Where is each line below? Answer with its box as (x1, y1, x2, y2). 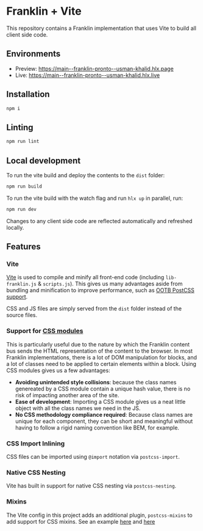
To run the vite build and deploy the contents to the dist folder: (6, 171, 165, 178)
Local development (6, 155, 81, 166)
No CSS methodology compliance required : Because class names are (15, 411, 193, 418)
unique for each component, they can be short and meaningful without (15, 417, 193, 425)
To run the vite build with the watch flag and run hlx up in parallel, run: (6, 194, 183, 202)
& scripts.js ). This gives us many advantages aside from (37, 280, 183, 288)
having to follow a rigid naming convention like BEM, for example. (15, 423, 180, 431)
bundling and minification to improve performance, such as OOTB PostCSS (6, 287, 195, 294)
